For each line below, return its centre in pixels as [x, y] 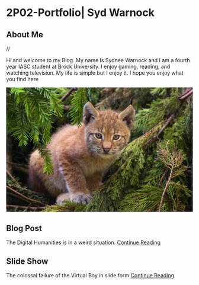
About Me [25, 35]
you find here [23, 79]
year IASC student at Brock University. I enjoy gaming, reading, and [88, 66]
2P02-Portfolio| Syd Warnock [81, 13]
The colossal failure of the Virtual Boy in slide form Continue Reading [90, 276]
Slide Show [27, 261]
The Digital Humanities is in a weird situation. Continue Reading [84, 242]
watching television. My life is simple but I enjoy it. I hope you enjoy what [95, 73]
